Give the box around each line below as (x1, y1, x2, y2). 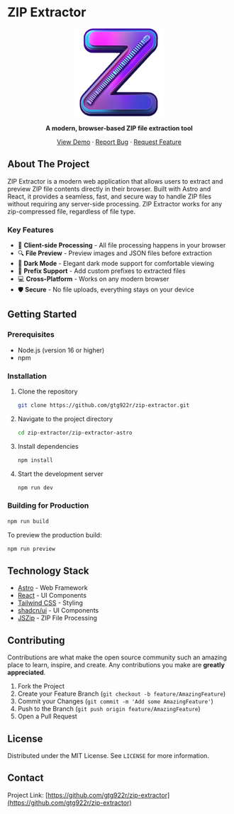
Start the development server (17, 469, 104, 478)
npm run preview (7, 545, 55, 552)
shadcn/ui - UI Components (17, 606, 99, 615)
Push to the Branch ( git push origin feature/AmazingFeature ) (17, 705, 201, 713)
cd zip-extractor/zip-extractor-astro (17, 429, 133, 436)
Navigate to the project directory (17, 414, 113, 423)
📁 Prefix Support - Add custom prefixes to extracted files (17, 267, 186, 275)
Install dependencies (17, 442, 79, 450)
